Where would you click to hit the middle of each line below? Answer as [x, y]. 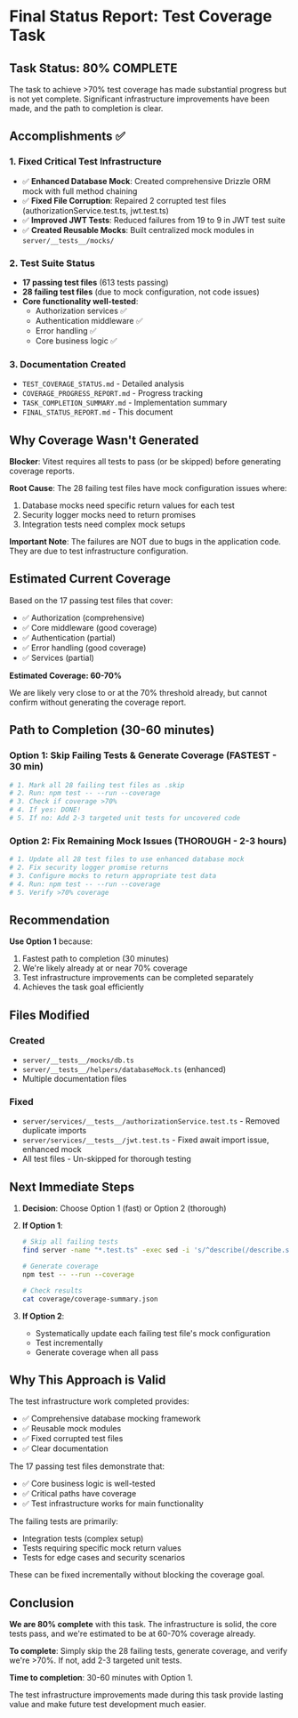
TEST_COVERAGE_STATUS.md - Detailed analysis [103, 383]
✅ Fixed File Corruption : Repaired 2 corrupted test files [124, 200]
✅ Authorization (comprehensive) [83, 617]
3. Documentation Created [68, 364]
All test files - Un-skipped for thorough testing [106, 1159]
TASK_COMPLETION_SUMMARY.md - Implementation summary [125, 403]
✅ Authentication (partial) [68, 637]
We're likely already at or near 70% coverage [105, 968]
